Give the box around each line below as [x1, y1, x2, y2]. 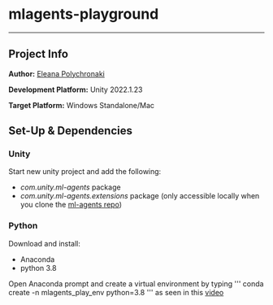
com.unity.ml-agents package [19, 182, 121, 192]
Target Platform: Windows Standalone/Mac [8, 100, 155, 110]
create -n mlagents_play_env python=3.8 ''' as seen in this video [8, 287, 224, 297]
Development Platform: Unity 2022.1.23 [8, 85, 143, 94]
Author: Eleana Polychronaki [8, 68, 106, 78]
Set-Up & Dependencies [8, 124, 132, 138]
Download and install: [8, 238, 81, 248]
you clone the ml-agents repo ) [19, 200, 122, 210]
